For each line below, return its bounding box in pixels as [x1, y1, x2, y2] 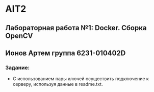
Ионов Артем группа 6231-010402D [5, 49, 126, 57]
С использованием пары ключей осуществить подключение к [12, 76, 149, 82]
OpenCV [5, 31, 33, 40]
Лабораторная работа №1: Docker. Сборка [5, 24, 147, 32]
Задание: [5, 64, 30, 71]
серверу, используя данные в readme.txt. [12, 81, 103, 87]
